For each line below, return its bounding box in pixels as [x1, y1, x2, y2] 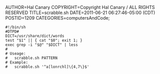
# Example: [5, 60, 28, 65]
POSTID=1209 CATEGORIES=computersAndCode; [5, 15, 110, 21]
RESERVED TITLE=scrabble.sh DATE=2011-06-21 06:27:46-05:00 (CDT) [5, 10, 155, 16]
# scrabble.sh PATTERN [5, 55, 58, 60]
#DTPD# [5, 29, 19, 34]
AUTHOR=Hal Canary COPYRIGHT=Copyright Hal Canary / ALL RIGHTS [5, 5, 155, 10]
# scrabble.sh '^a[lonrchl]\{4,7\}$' [5, 64, 90, 69]
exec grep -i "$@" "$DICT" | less [5, 42, 78, 47]
